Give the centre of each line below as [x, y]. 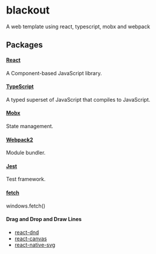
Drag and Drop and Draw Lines [44, 219]
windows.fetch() [26, 206]
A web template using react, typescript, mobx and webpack [78, 26]
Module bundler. [26, 153]
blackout [28, 10]
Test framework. [26, 179]
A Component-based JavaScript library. [54, 73]
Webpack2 [20, 139]
